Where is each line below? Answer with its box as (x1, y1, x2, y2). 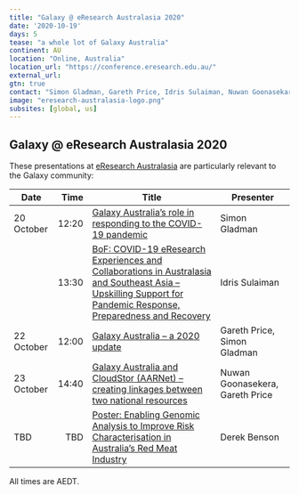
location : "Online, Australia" (9, 54, 125, 63)
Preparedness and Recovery (92, 310, 211, 322)
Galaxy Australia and (92, 361, 179, 374)
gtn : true (9, 79, 46, 88)
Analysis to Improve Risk (92, 420, 195, 433)
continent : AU (9, 46, 62, 55)
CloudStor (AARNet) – (92, 372, 184, 385)
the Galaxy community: (9, 170, 94, 181)
